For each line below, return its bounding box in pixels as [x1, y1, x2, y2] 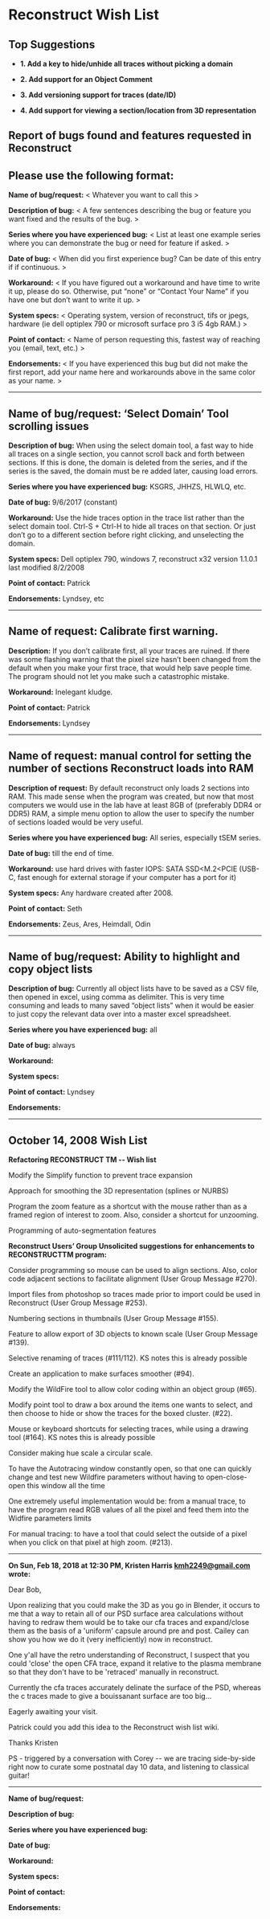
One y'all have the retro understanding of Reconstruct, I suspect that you [8, 1650, 250, 1660]
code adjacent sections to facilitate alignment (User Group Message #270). [8, 1274, 257, 1283]
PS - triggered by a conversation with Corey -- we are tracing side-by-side [8, 1753, 256, 1763]
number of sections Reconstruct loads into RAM [8, 762, 255, 775]
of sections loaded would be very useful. [8, 817, 144, 827]
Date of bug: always [8, 1041, 76, 1050]
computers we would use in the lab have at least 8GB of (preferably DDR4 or [8, 800, 262, 809]
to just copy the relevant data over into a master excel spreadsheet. [8, 1009, 231, 1019]
